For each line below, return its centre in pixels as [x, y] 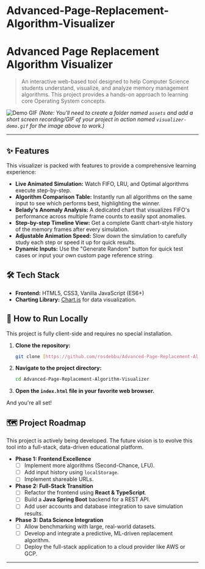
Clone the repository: [43, 345]
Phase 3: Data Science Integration [59, 519]
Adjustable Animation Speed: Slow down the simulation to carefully [101, 235]
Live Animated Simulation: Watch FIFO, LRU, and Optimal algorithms [102, 183]
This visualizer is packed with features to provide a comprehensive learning [101, 165]
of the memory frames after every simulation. [72, 229]
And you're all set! [29, 403]
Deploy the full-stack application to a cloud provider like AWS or [105, 546]
